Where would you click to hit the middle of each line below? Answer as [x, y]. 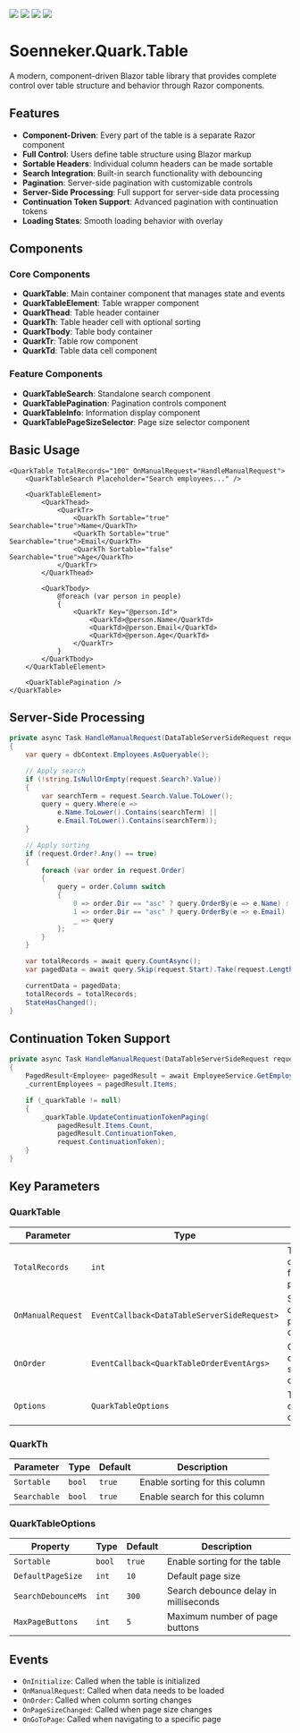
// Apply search [56, 771]
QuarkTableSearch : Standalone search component [117, 393]
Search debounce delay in [221, 1591]
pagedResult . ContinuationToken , [117, 1134]
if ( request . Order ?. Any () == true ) [92, 854]
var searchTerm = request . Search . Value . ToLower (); [137, 796]
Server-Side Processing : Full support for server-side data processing [150, 192]
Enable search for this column [202, 1497]
